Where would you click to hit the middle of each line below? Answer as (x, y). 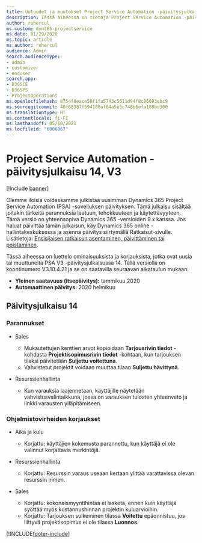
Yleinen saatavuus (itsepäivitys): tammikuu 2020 (77, 281)
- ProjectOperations (32, 96)
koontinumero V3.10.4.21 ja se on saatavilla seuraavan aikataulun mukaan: (98, 269)
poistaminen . (22, 245)
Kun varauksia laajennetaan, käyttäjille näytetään (84, 390)
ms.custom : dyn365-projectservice (50, 29)
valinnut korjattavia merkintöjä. (62, 450)
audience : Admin (26, 51)
